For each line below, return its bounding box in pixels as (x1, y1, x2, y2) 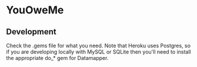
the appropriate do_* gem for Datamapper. (6, 55, 109, 61)
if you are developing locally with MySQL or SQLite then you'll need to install (6, 48, 191, 55)
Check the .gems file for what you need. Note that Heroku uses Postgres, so (6, 42, 191, 49)
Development (6, 27, 57, 37)
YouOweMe (6, 3, 64, 17)
